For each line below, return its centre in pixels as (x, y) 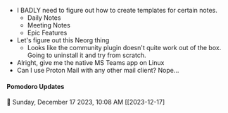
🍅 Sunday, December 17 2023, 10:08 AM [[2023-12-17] (86, 102)
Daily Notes (44, 18)
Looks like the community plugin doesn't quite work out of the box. (124, 48)
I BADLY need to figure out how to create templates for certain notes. (117, 10)
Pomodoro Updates (36, 86)
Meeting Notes (49, 25)
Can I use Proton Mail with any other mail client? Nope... (98, 70)
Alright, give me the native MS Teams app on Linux (90, 63)
